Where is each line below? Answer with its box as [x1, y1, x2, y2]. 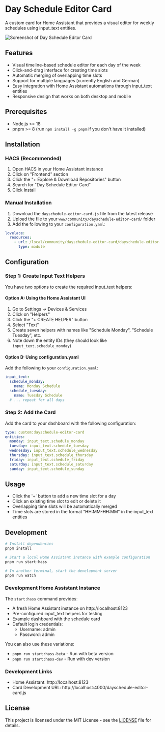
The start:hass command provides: [5, 596, 78, 601]
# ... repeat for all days [9, 398, 65, 402]
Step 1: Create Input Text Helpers [5, 272, 85, 279]
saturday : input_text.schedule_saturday [9, 462, 93, 466]
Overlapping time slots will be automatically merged [12, 503, 117, 509]
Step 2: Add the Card [5, 409, 56, 416]
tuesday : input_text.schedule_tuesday [9, 443, 89, 449]
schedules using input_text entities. [5, 25, 77, 31]
